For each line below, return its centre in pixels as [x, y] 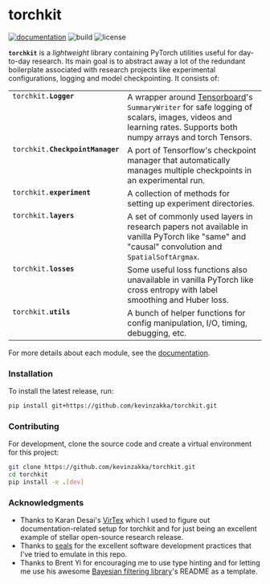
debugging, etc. [157, 333]
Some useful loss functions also [187, 269]
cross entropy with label [173, 289]
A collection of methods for [179, 193]
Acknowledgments [46, 502]
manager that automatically [179, 160]
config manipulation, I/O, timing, [187, 323]
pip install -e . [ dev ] [46, 482]
